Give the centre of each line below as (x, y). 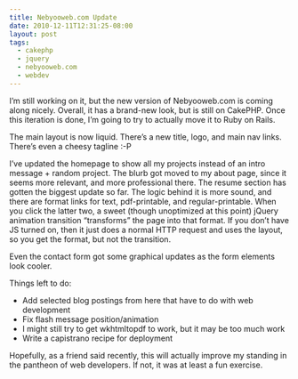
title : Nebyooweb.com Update (63, 17)
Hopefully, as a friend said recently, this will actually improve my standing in (148, 355)
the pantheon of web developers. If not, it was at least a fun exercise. (136, 365)
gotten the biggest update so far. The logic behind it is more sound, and (141, 191)
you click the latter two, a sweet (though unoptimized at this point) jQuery (144, 211)
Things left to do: (40, 283)
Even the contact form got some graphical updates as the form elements (142, 256)
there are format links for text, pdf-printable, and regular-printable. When (143, 201)
